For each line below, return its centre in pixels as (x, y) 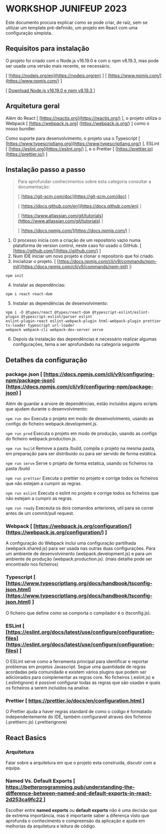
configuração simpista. (29, 33)
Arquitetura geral (33, 106)
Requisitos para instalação (48, 48)
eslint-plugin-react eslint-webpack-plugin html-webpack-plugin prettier (83, 321)
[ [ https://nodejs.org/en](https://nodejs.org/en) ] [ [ (58, 76)
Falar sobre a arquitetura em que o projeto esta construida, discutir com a (81, 762)
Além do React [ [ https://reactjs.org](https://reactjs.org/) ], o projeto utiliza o (83, 118)
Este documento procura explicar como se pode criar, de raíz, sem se (77, 22)
